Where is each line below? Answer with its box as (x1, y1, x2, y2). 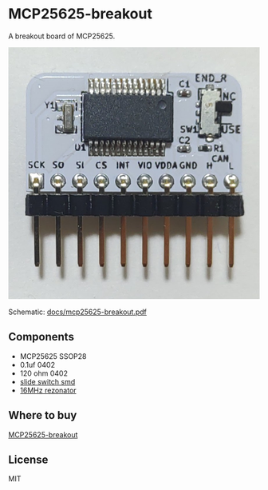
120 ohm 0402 (19, 368, 68, 378)
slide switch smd (19, 376, 76, 386)
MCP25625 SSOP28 (19, 351, 87, 361)
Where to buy (8, 408, 77, 422)
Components (8, 330, 74, 344)
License (8, 452, 49, 466)
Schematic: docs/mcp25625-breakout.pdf (8, 307, 148, 317)
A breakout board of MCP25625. (8, 31, 116, 41)
